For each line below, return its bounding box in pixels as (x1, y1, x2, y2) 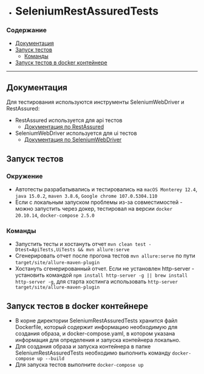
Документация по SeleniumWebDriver (24, 136, 122, 143)
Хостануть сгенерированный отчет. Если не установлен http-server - (15, 265, 194, 273)
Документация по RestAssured (24, 123, 104, 131)
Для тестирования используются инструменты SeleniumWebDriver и (6, 98, 185, 106)
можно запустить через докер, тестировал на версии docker (15, 205, 173, 212)
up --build (37, 356, 65, 362)
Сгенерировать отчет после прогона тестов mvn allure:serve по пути (15, 252, 195, 259)
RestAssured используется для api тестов (15, 117, 123, 124)
